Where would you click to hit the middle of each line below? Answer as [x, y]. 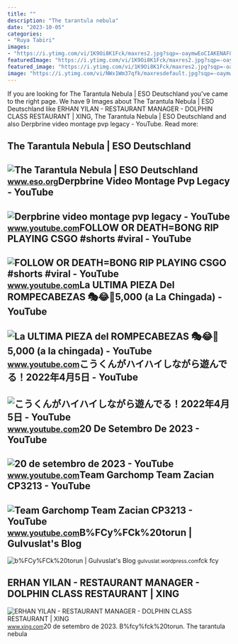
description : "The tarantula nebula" [63, 21]
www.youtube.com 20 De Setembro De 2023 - [103, 429]
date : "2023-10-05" [36, 27]
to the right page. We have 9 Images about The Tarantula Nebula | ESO [111, 101]
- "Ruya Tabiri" [31, 40]
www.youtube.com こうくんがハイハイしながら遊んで [118, 364]
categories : [25, 34]
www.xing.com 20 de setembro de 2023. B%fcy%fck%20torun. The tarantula [116, 626]
